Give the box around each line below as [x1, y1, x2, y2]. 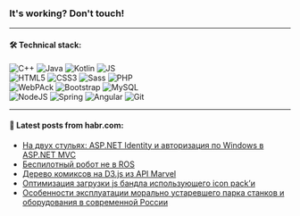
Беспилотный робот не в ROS [21, 159, 136, 170]
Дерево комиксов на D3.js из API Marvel [21, 168, 177, 179]
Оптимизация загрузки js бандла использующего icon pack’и [21, 178, 256, 188]
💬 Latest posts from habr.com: [9, 120, 124, 131]
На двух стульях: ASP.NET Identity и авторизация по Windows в [21, 139, 264, 150]
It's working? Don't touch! [9, 7, 125, 20]
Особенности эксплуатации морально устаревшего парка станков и [21, 187, 285, 198]
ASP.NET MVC [21, 149, 76, 160]
